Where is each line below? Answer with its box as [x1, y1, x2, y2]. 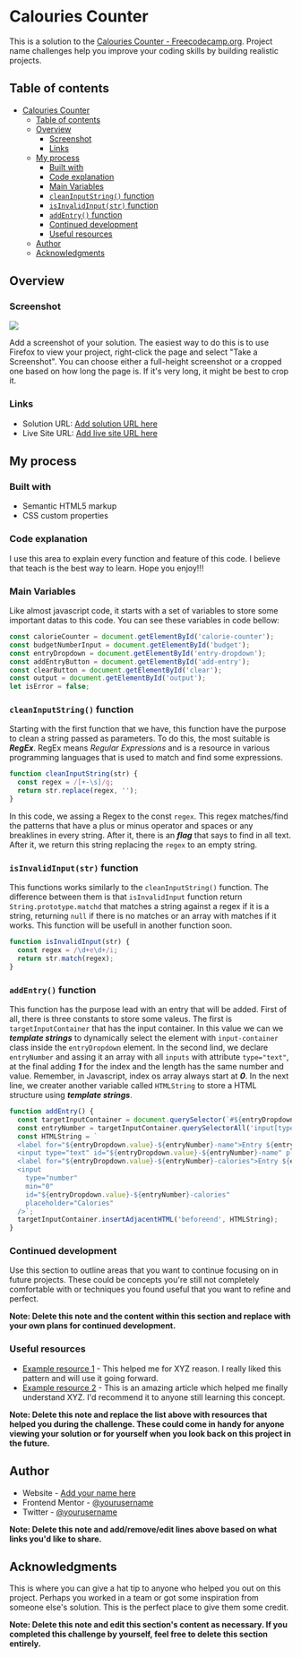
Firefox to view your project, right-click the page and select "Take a [9, 347, 258, 357]
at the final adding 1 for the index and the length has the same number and [9, 1061, 284, 1072]
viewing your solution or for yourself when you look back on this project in [9, 1428, 291, 1439]
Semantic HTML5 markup [21, 501, 117, 511]
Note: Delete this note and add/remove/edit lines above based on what [9, 1524, 278, 1534]
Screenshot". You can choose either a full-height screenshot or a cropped [9, 357, 282, 367]
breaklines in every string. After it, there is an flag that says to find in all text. [9, 829, 291, 840]
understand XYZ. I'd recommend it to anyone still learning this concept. [21, 1391, 286, 1403]
